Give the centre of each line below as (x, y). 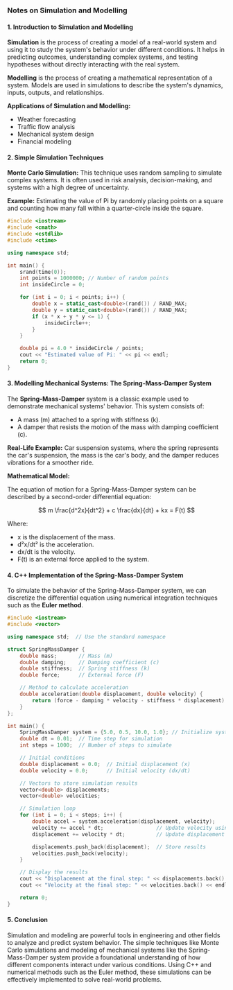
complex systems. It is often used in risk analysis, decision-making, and (110, 180)
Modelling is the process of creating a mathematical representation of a (110, 78)
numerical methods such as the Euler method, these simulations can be (109, 972)
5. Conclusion (28, 920)
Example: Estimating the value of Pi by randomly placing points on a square (115, 201)
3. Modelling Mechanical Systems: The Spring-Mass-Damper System (109, 383)
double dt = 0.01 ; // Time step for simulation (91, 739)
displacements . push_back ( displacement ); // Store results (119, 847)
